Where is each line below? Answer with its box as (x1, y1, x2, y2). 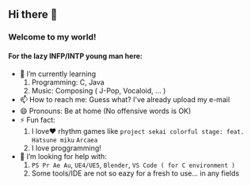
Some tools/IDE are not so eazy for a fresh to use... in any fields (31, 168, 240, 178)
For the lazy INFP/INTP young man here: (8, 51, 143, 60)
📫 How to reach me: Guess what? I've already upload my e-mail (19, 94, 230, 104)
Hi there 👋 (8, 8, 58, 21)
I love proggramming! (31, 143, 101, 153)
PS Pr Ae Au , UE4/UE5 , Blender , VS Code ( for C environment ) (31, 160, 236, 169)
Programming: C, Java (31, 77, 105, 87)
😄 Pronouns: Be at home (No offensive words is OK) (19, 106, 192, 116)
